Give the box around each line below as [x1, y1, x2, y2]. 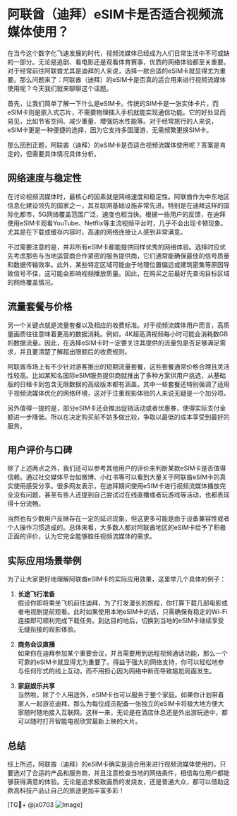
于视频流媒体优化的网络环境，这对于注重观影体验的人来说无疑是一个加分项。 [7, 389, 230, 397]
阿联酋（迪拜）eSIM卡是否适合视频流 [7, 6, 224, 23]
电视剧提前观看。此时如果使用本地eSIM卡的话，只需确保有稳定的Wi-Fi [23, 608, 228, 616]
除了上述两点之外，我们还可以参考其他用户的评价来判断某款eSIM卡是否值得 [7, 464, 226, 473]
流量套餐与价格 [7, 301, 73, 313]
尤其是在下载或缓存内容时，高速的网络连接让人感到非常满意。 [7, 227, 187, 236]
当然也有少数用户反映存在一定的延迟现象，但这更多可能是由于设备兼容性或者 [7, 514, 230, 523]
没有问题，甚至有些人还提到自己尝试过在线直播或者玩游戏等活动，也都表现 [13, 490, 230, 499]
